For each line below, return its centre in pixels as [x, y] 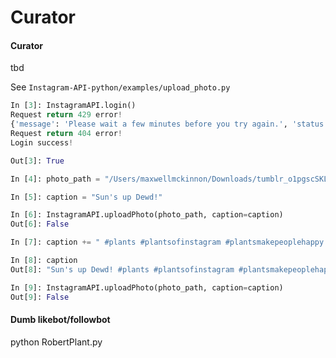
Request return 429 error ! [66, 115]
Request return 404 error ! [66, 134]
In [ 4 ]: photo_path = [55, 179]
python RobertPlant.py [56, 342]
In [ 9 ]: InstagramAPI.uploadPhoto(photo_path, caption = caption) [147, 287]
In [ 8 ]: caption [44, 261]
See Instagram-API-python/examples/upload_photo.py [120, 87]
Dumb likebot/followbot [60, 320]
